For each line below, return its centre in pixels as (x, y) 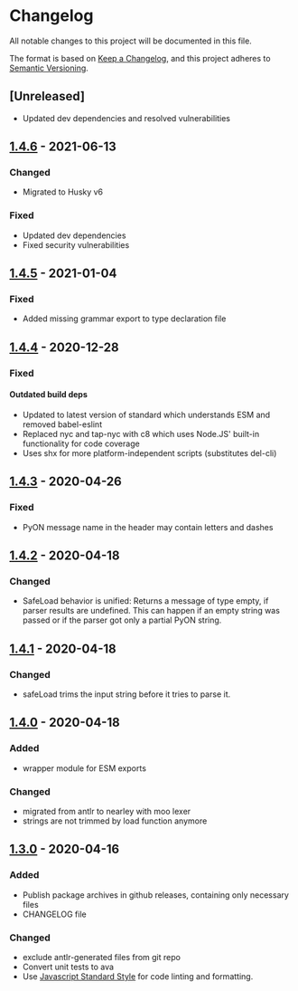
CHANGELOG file (55, 914)
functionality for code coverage (81, 443)
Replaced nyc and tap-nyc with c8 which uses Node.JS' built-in (141, 434)
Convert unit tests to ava (68, 967)
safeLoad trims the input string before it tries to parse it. (126, 694)
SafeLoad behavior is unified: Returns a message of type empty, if (145, 601)
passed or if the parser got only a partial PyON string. (122, 620)
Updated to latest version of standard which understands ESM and (146, 415)
